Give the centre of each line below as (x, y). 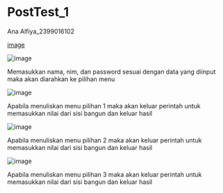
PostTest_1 (38, 12)
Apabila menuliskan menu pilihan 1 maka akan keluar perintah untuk (104, 106)
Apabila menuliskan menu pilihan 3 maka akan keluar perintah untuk (105, 174)
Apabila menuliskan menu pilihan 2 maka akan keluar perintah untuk (105, 140)
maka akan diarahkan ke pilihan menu (61, 79)
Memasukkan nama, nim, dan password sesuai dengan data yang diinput (111, 72)
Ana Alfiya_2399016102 (41, 31)
